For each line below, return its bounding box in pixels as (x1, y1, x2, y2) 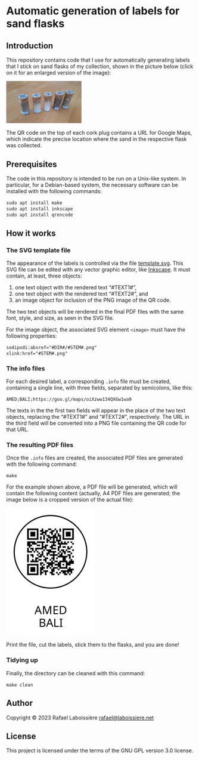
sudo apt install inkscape (6, 206, 73, 212)
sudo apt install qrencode (6, 212, 73, 218)
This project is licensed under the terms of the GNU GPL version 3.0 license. (6, 747, 194, 754)
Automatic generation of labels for (6, 4, 180, 18)
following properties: (6, 332, 57, 339)
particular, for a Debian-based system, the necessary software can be (6, 181, 179, 189)
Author (6, 698, 33, 708)
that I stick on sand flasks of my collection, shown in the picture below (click (6, 63, 194, 70)
